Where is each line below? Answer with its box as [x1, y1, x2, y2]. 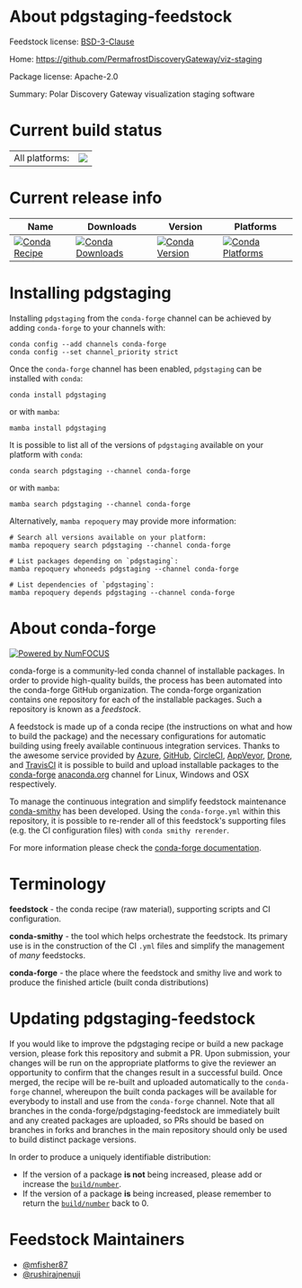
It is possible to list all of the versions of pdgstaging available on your [9, 439, 263, 450]
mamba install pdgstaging [9, 424, 106, 433]
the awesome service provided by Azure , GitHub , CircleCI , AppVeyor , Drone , [9, 750, 293, 761]
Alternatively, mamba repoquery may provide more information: [9, 516, 236, 526]
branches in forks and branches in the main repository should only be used [9, 1124, 288, 1135]
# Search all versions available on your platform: [9, 533, 207, 542]
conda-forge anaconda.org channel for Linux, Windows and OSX [9, 769, 250, 780]
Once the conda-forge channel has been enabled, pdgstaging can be [9, 363, 262, 374]
